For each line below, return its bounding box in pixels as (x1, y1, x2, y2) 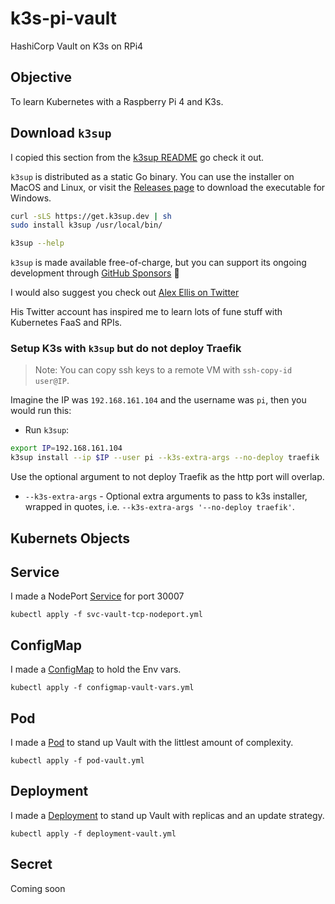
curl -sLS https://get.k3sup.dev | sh (10, 211, 172, 221)
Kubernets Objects (10, 530, 131, 547)
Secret (10, 856, 53, 873)
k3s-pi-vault (10, 7, 117, 30)
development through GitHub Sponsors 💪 (10, 267, 180, 279)
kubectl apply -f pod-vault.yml (10, 756, 145, 766)
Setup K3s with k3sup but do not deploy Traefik (10, 342, 242, 356)
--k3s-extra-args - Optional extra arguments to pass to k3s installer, (24, 490, 308, 502)
